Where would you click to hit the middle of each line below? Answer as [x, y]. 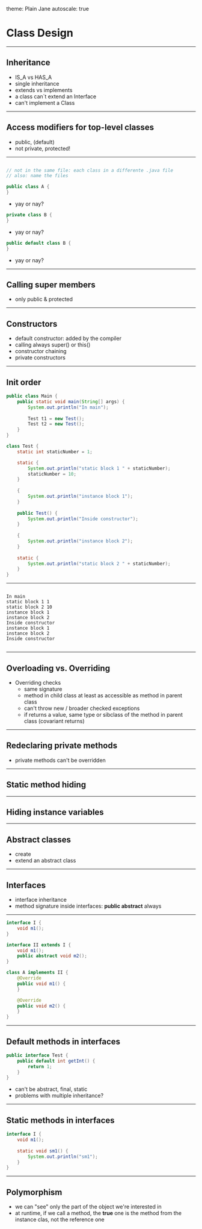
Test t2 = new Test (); [56, 424]
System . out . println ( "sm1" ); [63, 1157]
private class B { [29, 215]
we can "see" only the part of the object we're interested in [88, 1207]
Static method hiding [46, 785]
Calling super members [51, 285]
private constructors [40, 357]
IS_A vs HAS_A [33, 77]
